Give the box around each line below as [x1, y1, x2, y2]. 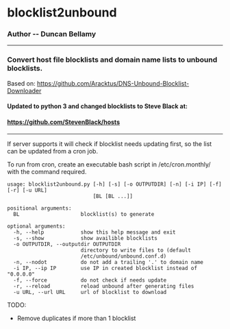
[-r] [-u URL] [7, 186, 48, 193]
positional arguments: [7, 204, 72, 212]
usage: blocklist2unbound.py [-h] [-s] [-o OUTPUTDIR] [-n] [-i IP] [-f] [7, 180, 222, 188]
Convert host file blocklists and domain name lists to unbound [7, 55, 218, 64]
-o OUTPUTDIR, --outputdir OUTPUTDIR [13, 241, 121, 247]
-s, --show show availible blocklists [13, 234, 157, 241]
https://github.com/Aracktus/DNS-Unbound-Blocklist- [36, 79, 190, 87]
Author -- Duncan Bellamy [7, 29, 97, 39]
